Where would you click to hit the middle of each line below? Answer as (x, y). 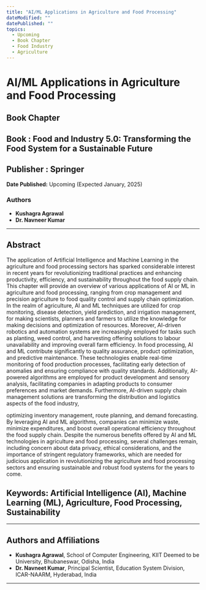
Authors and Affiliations (53, 540)
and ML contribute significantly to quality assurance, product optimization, (100, 351)
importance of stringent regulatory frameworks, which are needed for (94, 454)
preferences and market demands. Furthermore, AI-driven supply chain (97, 390)
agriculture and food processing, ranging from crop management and (94, 292)
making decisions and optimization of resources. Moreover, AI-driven (94, 325)
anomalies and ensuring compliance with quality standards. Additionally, (97, 371)
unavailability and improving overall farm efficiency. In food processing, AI (100, 344)
